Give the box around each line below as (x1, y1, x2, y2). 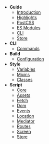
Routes (16, 123, 31, 129)
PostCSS (16, 20, 35, 25)
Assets (16, 92, 31, 98)
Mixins (16, 72, 30, 77)
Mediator (16, 118, 35, 124)
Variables (16, 66, 36, 72)
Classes (16, 77, 33, 82)
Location (16, 113, 35, 119)
